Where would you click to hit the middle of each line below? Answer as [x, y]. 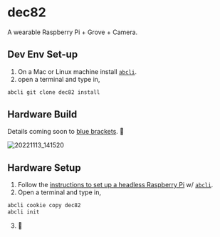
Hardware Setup [44, 168]
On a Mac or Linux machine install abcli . [77, 71]
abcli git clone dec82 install [54, 92]
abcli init [23, 212]
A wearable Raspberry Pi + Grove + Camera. [73, 32]
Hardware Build [42, 115]
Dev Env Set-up [43, 54]
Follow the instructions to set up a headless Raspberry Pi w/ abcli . [115, 185]
